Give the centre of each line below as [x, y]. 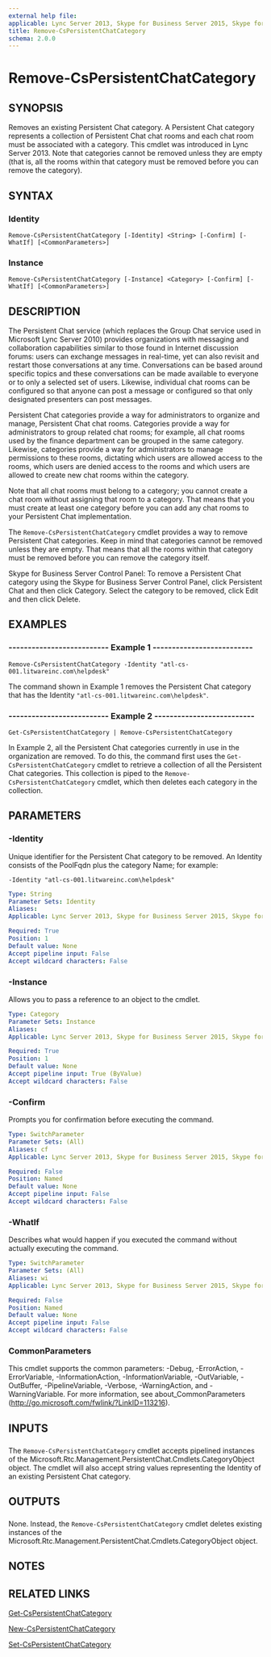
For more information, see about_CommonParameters [156, 1395]
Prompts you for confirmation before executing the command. [111, 1120]
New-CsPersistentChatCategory [62, 1629]
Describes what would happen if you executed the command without [123, 1240]
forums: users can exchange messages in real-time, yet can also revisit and [134, 357]
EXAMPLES [38, 625]
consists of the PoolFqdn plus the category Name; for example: [113, 865]
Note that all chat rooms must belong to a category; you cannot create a [128, 491]
